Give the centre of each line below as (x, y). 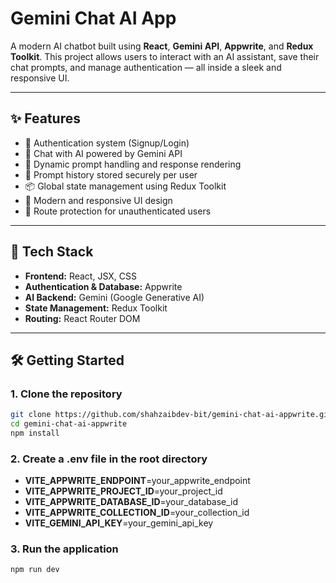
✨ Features (45, 118)
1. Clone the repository (66, 394)
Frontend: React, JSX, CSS (80, 276)
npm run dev (35, 570)
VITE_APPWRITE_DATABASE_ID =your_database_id (131, 502)
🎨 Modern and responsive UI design (98, 200)
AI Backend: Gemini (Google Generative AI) (114, 297)
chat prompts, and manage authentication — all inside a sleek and (146, 67)
